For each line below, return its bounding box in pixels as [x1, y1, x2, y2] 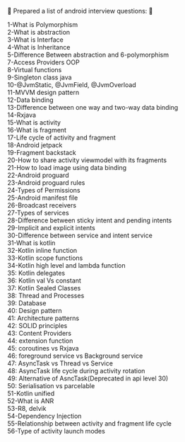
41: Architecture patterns [7, 314, 80, 322]
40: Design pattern [7, 307, 62, 314]
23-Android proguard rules [7, 178, 85, 187]
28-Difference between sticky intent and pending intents [7, 216, 172, 225]
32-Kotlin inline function [7, 246, 78, 254]
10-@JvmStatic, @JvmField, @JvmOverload [7, 81, 136, 89]
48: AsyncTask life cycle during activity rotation [7, 367, 145, 375]
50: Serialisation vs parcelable [7, 382, 95, 390]
